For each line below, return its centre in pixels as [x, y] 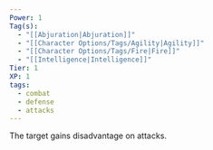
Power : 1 [26, 18]
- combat [34, 93]
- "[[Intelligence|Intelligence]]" [85, 60]
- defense [36, 102]
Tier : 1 [24, 69]
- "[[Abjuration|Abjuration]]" [77, 34]
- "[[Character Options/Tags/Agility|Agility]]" [111, 43]
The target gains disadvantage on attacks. [88, 136]
